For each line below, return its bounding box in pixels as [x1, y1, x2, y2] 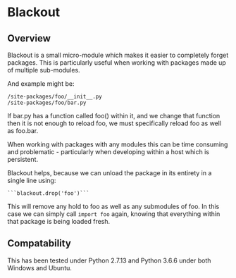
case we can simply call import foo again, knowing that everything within [7, 210, 221, 218]
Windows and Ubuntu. [7, 263, 73, 272]
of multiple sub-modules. [7, 66, 80, 74]
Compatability [7, 237, 72, 250]
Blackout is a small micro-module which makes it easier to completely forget [7, 51, 229, 59]
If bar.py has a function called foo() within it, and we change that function [7, 112, 221, 120]
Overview [7, 32, 51, 44]
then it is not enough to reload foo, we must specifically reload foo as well [7, 119, 222, 127]
